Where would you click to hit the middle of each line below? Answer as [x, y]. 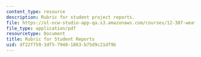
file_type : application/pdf [41, 28]
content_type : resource [36, 12]
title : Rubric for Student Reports [51, 39]
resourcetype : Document [36, 34]
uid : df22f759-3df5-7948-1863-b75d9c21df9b [61, 45]
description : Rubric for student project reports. [71, 17]
